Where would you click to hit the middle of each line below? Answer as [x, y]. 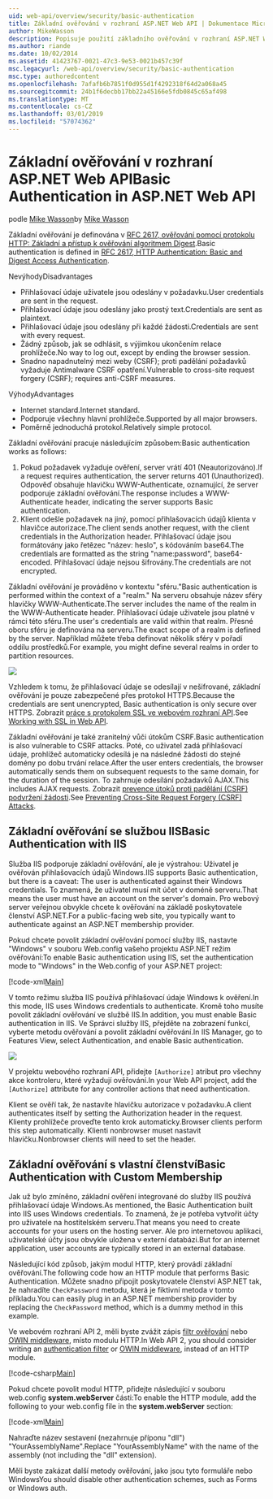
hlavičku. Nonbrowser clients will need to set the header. [102, 1139]
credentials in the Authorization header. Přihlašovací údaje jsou [126, 536]
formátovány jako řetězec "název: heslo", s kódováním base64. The [132, 544]
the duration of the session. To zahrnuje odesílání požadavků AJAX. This [129, 780]
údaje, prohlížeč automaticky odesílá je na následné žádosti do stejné [125, 754]
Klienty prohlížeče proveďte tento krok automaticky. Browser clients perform [135, 1121]
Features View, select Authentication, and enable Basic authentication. [126, 1040]
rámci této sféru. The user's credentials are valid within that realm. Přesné [131, 621]
